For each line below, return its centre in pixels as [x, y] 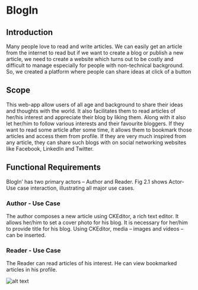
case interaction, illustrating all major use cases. [76, 188]
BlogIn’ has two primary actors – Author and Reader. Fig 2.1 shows [87, 181]
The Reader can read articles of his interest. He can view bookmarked [92, 263]
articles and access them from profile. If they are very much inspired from [96, 136]
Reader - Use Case [33, 250]
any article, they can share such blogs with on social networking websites [96, 142]
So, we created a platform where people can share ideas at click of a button [99, 71]
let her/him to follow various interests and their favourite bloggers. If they [95, 123]
